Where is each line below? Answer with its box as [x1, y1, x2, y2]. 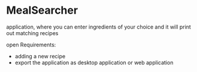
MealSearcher [6, 4, 78, 17]
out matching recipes [6, 29, 59, 36]
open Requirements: [6, 41, 56, 48]
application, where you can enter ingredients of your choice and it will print [6, 23, 192, 30]
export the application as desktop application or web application [14, 59, 174, 66]
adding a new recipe [14, 52, 66, 60]
